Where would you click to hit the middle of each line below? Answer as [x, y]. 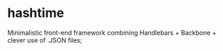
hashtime [36, 13]
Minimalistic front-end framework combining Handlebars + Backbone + [112, 33]
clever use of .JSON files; [45, 40]
